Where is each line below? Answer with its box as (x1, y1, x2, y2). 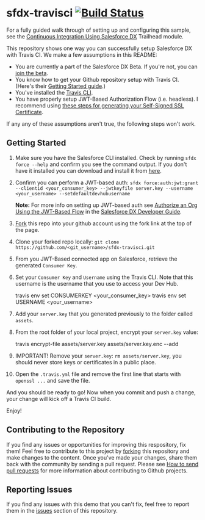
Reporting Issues (6, 484, 73, 494)
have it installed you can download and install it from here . (15, 167, 162, 174)
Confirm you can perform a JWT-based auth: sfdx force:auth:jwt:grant (15, 179, 199, 186)
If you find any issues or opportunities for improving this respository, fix (6, 441, 186, 448)
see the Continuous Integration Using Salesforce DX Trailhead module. (6, 32, 184, 40)
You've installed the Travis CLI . (15, 88, 93, 96)
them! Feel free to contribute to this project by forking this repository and (6, 447, 190, 455)
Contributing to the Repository (6, 425, 125, 435)
